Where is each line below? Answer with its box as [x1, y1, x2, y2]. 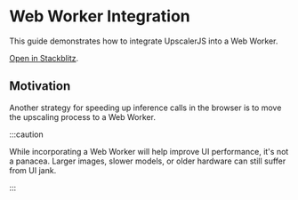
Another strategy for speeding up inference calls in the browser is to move [9, 102, 282, 113]
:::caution [9, 129, 44, 140]
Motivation [9, 78, 71, 94]
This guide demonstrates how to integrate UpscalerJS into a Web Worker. [9, 36, 278, 46]
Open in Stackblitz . [9, 52, 79, 63]
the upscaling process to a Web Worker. [9, 111, 156, 122]
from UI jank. [9, 164, 57, 175]
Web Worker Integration [9, 6, 190, 27]
